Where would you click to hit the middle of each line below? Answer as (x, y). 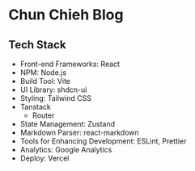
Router (43, 115)
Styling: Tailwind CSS (55, 98)
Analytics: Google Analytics (66, 150)
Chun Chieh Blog (66, 15)
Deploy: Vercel (45, 158)
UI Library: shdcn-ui (53, 90)
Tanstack (35, 107)
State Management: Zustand (68, 124)
